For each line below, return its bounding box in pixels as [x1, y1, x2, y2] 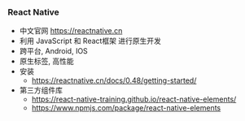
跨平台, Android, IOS [19, 46, 89, 56]
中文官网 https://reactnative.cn [19, 26, 123, 36]
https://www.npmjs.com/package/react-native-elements [31, 103, 221, 113]
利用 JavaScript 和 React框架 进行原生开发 [19, 36, 162, 46]
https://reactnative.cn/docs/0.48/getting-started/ [31, 76, 197, 85]
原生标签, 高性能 [19, 56, 74, 67]
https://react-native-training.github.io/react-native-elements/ [31, 94, 237, 104]
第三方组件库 [19, 85, 63, 95]
